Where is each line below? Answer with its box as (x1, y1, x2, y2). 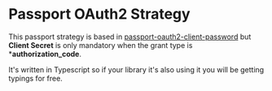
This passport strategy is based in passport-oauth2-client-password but (8, 32, 252, 41)
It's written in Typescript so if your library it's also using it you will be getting (8, 64, 265, 74)
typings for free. (8, 73, 63, 83)
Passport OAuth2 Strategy (8, 5, 191, 24)
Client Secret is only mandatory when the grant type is (8, 40, 193, 50)
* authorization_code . (8, 49, 81, 58)
